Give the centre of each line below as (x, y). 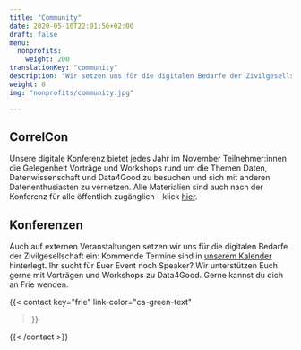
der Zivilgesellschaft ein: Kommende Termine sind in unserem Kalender (141, 256)
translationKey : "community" (64, 68)
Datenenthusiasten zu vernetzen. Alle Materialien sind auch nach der (137, 187)
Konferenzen (46, 225)
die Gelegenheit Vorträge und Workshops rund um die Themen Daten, (138, 168)
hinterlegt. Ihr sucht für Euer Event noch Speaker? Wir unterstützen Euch (144, 266)
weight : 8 (28, 84)
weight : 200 (47, 59)
